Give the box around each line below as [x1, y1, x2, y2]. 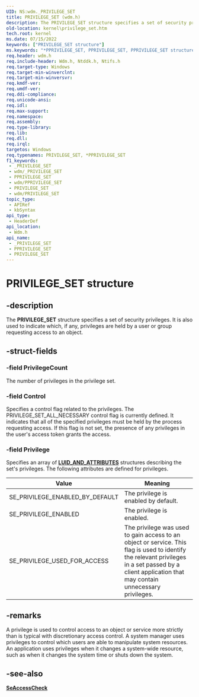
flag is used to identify [124, 546, 187, 554]
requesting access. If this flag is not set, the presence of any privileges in [6, 425, 185, 432]
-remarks [6, 610, 41, 620]
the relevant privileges [124, 553, 187, 561]
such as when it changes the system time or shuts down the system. [6, 651, 174, 658]
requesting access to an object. [6, 329, 84, 336]
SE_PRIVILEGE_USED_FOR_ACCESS [9, 557, 109, 565]
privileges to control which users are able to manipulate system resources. [6, 639, 188, 646]
